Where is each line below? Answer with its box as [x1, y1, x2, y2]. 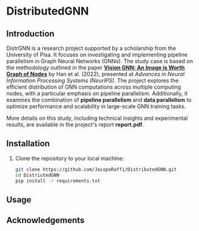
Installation [6, 139, 50, 149]
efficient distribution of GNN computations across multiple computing [6, 83, 181, 91]
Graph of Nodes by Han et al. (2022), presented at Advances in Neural [6, 71, 185, 77]
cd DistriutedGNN [15, 172, 60, 178]
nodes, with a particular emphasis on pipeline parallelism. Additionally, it [6, 90, 188, 97]
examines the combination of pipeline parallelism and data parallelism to [6, 96, 192, 103]
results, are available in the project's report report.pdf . [6, 121, 144, 128]
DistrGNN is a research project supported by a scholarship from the [6, 44, 176, 52]
